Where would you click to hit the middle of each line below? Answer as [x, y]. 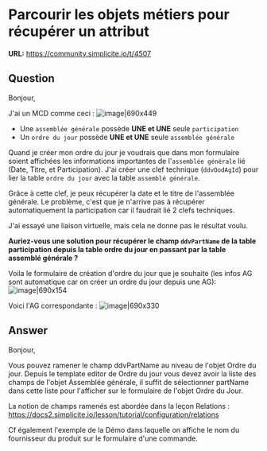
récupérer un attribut [79, 31]
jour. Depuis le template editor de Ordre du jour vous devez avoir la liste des [132, 373]
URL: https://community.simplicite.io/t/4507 [80, 53]
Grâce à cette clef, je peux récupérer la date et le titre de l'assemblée [122, 193]
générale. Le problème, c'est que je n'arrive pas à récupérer [106, 201]
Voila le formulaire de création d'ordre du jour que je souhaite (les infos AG [130, 273]
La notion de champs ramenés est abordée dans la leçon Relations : [119, 406]
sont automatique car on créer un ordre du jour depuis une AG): [112, 282]
